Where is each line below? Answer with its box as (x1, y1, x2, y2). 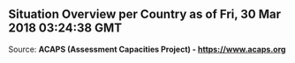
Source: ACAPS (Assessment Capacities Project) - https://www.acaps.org (8, 44, 286, 54)
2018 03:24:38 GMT (8, 21, 123, 36)
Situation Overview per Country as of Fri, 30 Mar (8, 7, 282, 22)
